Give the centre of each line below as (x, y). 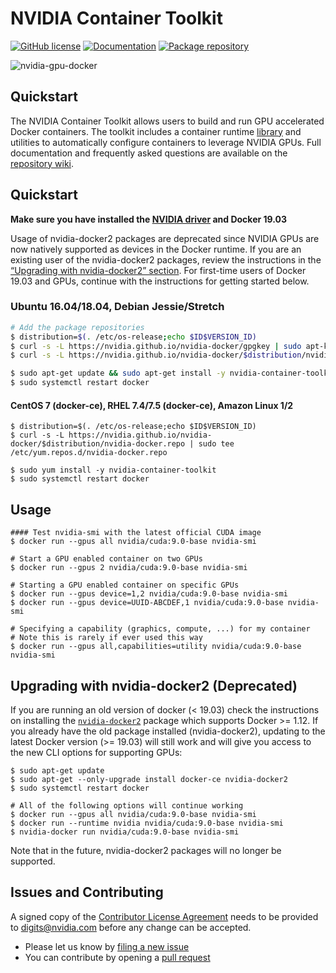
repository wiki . (42, 163)
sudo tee (216, 444)
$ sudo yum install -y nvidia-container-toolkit (113, 470)
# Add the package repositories (77, 327)
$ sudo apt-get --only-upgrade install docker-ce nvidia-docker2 (149, 779)
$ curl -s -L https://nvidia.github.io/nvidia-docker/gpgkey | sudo (156, 346)
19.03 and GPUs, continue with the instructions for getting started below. (160, 281)
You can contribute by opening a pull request (117, 957)
